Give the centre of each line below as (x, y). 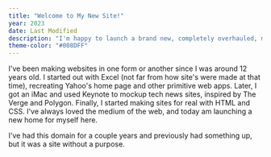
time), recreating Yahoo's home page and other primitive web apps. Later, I (133, 86)
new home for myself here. (53, 120)
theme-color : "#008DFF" (48, 46)
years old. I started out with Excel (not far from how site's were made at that (134, 77)
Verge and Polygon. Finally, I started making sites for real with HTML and (129, 103)
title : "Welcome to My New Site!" (67, 16)
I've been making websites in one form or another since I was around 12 (128, 68)
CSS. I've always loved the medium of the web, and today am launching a (130, 112)
